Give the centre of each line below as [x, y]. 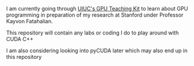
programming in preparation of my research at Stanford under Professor [95, 15]
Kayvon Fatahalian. [30, 21]
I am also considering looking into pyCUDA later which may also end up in [97, 51]
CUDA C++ [20, 39]
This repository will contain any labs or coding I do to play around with [93, 33]
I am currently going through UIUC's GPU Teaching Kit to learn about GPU [97, 9]
